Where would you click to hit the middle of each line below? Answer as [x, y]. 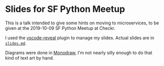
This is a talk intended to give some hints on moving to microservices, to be [82, 23]
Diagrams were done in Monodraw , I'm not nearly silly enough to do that [79, 53]
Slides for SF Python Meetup [65, 9]
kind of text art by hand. [30, 58]
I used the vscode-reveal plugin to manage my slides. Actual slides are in [80, 38]
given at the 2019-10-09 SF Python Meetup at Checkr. [60, 28]
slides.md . [16, 43]
